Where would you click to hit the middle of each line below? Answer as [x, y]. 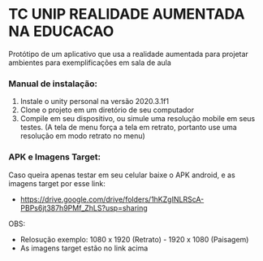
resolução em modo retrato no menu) [83, 136]
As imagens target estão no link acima [84, 248]
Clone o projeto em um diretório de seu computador [107, 110]
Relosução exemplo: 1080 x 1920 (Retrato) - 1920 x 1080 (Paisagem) [134, 239]
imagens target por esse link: [57, 183]
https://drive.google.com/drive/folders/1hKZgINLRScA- [112, 199]
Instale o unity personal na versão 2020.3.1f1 [94, 102]
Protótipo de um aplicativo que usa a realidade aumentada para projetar [129, 54]
